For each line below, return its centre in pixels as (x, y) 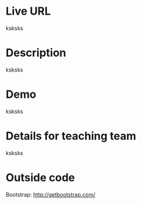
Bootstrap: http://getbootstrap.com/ (51, 194)
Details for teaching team (71, 136)
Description (36, 53)
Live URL (28, 11)
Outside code (41, 177)
